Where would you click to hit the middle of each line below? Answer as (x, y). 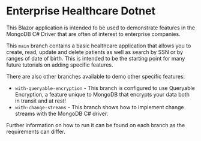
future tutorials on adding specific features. (60, 65)
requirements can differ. (36, 131)
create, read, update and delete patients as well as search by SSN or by (95, 52)
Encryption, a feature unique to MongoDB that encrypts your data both (102, 94)
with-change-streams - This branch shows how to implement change (99, 107)
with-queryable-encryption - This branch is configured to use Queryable (105, 88)
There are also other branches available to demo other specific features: (96, 76)
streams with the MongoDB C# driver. (61, 113)
